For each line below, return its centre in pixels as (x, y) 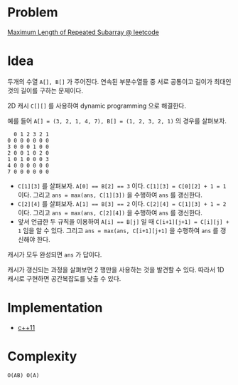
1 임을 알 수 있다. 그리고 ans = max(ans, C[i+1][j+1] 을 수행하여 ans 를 (118, 230)
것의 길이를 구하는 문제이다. (45, 91)
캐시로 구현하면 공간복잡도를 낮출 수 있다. (64, 278)
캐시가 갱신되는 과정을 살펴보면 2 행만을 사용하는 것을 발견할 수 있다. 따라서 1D (116, 269)
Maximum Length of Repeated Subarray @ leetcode (83, 32)
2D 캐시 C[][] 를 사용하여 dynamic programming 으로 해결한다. (97, 106)
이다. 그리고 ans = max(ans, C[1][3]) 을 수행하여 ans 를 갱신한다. (110, 195)
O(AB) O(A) (23, 375)
